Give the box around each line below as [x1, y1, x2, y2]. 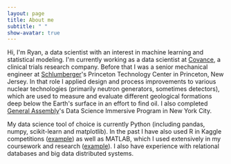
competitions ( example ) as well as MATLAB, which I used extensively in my [7, 135, 221, 143]
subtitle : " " [7, 23, 48, 30]
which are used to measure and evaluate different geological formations [7, 92, 212, 101]
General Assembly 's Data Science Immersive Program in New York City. [7, 107, 212, 115]
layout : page [7, 10, 45, 17]
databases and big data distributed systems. [7, 150, 134, 158]
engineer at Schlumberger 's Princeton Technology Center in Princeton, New [7, 70, 224, 79]
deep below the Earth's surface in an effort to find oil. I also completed [7, 99, 208, 107]
